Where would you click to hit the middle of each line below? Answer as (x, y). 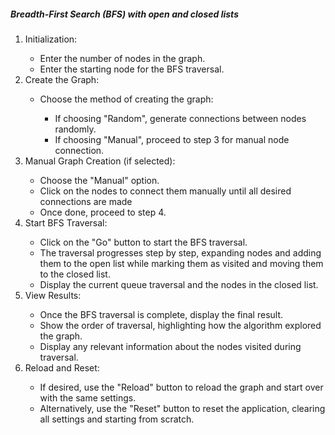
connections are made (86, 201)
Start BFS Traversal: (66, 222)
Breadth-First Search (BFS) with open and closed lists (124, 14)
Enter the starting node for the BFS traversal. (132, 69)
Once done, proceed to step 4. (103, 212)
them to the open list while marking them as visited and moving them (181, 263)
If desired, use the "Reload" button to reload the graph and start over (181, 387)
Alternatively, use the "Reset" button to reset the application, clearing (182, 408)
